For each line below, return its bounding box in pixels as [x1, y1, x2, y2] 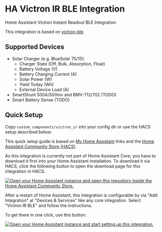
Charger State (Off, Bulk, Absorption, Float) [19, 61, 105, 66]
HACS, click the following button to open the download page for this [5, 163, 141, 169]
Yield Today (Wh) [19, 81, 54, 87]
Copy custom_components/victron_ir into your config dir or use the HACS [5, 124, 151, 129]
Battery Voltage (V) [19, 66, 58, 72]
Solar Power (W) [19, 76, 52, 82]
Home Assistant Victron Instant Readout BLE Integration [5, 19, 116, 25]
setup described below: [5, 129, 52, 135]
